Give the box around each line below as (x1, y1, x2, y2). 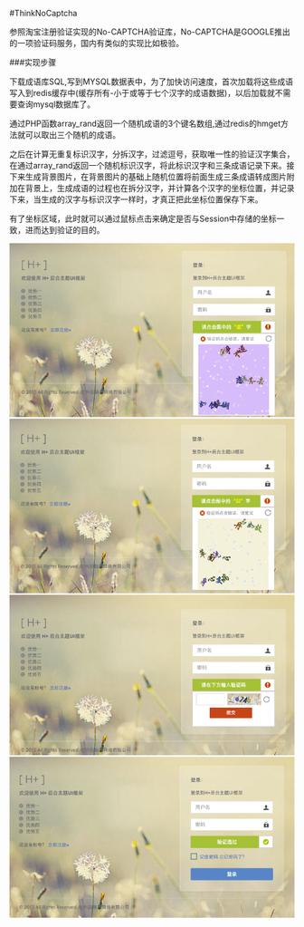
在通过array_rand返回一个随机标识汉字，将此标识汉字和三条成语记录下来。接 (9, 160, 295, 170)
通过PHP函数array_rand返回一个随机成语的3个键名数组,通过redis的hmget (9, 118, 281, 129)
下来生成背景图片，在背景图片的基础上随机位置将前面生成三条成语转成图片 (9, 171, 287, 182)
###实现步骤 (9, 57, 57, 67)
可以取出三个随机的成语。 (24, 130, 120, 140)
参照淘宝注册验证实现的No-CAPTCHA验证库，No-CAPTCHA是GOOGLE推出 (9, 26, 291, 37)
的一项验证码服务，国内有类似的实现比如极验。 (9, 38, 184, 48)
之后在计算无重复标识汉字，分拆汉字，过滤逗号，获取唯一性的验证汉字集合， (9, 149, 295, 159)
